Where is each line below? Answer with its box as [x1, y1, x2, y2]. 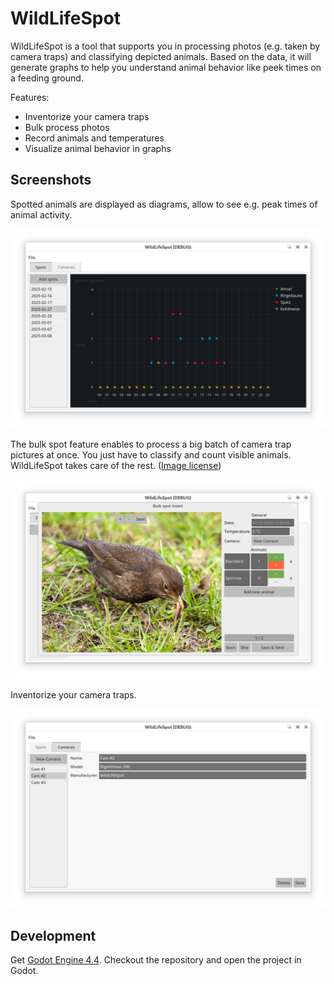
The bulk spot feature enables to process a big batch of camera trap [10, 438, 292, 450]
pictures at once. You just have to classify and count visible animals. [10, 448, 292, 461]
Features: [10, 91, 50, 103]
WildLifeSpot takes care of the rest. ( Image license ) [10, 459, 222, 471]
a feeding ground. [10, 72, 84, 84]
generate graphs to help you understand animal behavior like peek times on [10, 61, 322, 73]
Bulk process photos [24, 121, 110, 133]
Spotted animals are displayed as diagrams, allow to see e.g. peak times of [10, 198, 318, 210]
